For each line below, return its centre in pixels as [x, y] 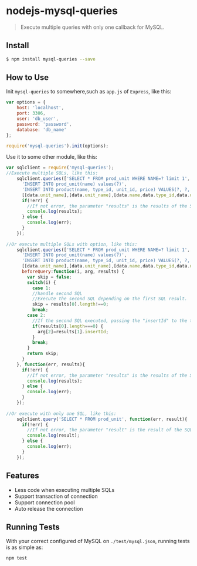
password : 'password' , [44, 124]
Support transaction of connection [56, 496]
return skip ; [43, 354]
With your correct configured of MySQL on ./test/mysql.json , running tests [98, 541]
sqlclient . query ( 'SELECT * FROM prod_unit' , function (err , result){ [102, 419]
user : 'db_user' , [38, 119]
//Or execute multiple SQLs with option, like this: [72, 244]
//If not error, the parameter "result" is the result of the [105, 430]
